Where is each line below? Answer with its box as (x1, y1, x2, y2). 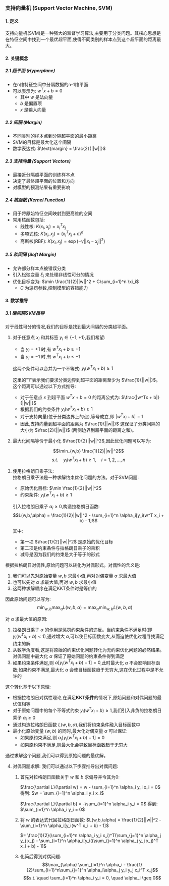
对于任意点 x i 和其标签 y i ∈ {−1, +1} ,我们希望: (12, 334, 105, 342)
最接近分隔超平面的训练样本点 (12, 172, 75, 178)
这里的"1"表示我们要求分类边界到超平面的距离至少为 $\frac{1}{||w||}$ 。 (12, 377, 160, 383)
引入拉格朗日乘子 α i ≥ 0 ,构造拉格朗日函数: (12, 503, 100, 511)
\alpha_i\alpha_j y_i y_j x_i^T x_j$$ (87, 867, 158, 873)
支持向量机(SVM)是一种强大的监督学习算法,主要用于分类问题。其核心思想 (5, 30, 157, 36)
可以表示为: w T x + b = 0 (12, 87, 63, 94)
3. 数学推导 (5, 297, 29, 303)
